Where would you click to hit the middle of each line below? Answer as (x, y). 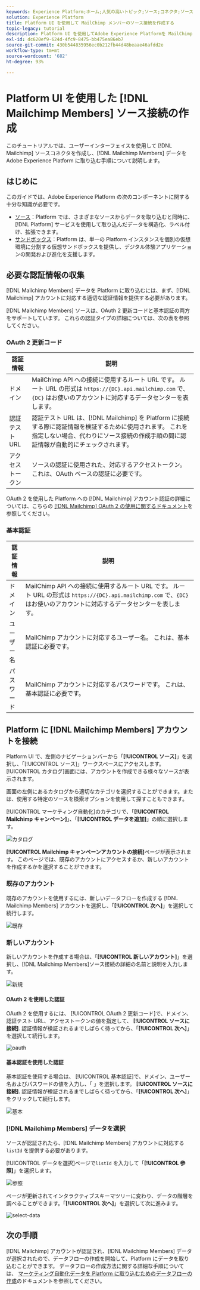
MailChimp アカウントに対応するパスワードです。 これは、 (107, 684)
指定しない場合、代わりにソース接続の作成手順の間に (106, 436)
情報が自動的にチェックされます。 (85, 445)
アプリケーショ (174, 247)
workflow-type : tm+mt (33, 51)
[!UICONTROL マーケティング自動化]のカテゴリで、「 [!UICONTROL (88, 812)
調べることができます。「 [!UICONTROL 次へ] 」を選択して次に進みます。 (94, 1203)
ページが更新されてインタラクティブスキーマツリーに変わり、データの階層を (100, 1196)
